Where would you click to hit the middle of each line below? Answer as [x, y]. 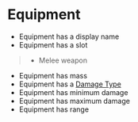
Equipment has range [54, 109]
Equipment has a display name [69, 36]
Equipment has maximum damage [74, 101]
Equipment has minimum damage [73, 92]
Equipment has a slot [53, 44]
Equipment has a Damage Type [70, 84]
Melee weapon [63, 60]
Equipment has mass [53, 75]
